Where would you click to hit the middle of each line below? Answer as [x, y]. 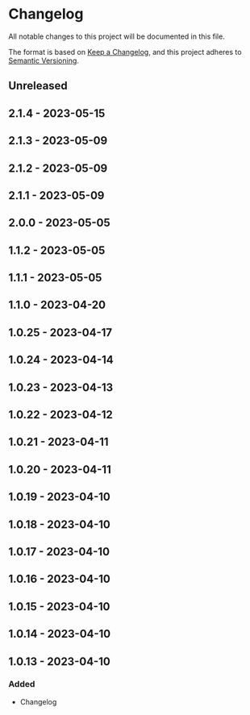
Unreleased [38, 86]
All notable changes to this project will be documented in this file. [117, 36]
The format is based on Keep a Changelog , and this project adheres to [125, 52]
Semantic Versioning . [44, 60]
